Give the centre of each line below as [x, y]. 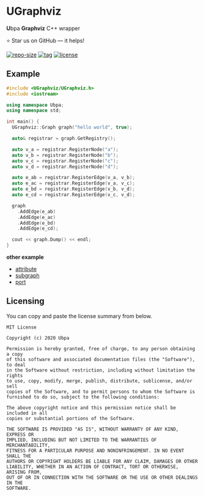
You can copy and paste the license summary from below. [79, 316]
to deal [16, 365]
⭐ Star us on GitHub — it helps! [45, 40]
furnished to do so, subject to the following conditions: [83, 397]
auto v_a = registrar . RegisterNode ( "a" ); [65, 149]
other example [25, 257]
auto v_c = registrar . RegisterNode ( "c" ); [65, 161]
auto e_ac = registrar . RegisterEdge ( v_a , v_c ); [74, 183]
